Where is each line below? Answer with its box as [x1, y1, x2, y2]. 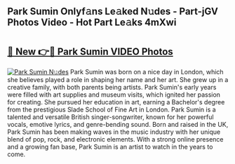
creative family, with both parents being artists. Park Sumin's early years [7, 83, 217, 91]
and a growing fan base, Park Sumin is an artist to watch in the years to [7, 143, 213, 151]
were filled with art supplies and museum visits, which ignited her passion [7, 90, 221, 99]
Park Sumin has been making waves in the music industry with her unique [7, 128, 221, 136]
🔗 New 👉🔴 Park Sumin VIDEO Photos [7, 46, 173, 57]
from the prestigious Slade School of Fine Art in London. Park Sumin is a [7, 105, 216, 114]
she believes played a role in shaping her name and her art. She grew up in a [7, 76, 229, 83]
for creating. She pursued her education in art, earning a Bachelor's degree [7, 98, 225, 106]
